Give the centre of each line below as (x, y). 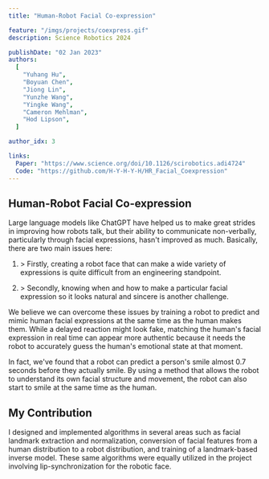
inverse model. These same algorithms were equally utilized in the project (130, 458)
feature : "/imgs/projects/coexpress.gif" (79, 30)
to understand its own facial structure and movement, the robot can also (128, 379)
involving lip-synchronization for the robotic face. (90, 466)
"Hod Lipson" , (46, 120)
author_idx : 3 (32, 141)
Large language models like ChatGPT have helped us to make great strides (132, 223)
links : (19, 156)
